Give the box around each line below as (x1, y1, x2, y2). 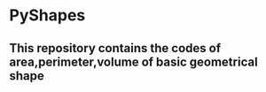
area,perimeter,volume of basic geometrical (9, 54, 259, 69)
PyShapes (9, 5, 86, 26)
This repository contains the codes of (9, 41, 222, 56)
